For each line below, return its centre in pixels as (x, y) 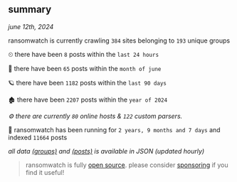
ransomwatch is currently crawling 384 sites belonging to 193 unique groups (119, 41)
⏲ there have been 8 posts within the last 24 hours (84, 54)
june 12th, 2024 (31, 26)
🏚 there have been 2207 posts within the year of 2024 (88, 100)
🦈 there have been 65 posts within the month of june (85, 68)
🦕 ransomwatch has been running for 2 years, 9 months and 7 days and (114, 129)
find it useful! (45, 172)
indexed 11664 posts (38, 137)
